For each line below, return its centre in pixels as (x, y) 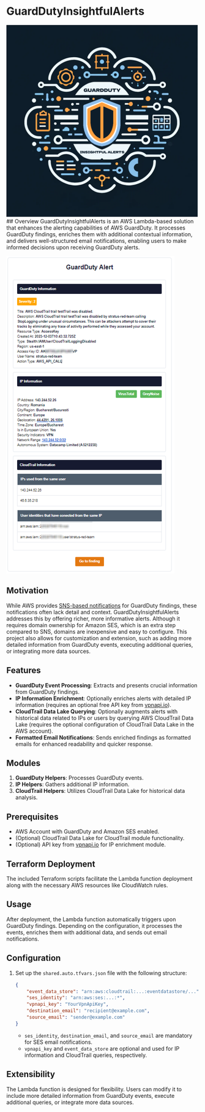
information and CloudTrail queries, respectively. (86, 1055)
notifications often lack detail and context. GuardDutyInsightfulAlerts (93, 612)
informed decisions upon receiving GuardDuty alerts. (73, 247)
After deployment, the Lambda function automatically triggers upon (91, 919)
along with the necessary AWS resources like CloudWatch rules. (87, 885)
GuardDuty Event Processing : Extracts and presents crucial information (106, 685)
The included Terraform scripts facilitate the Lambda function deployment (99, 878)
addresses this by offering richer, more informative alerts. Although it (93, 619)
